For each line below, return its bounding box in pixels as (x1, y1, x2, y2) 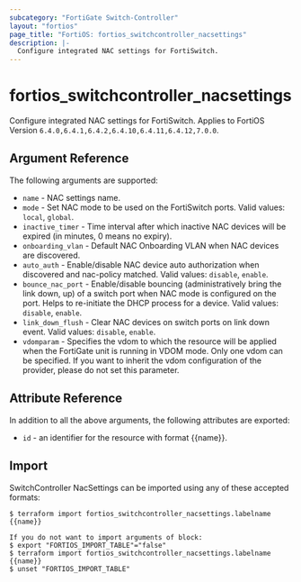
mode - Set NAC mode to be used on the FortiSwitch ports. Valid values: (22, 202, 286, 213)
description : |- (9, 38, 70, 48)
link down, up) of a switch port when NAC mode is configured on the (22, 287, 277, 298)
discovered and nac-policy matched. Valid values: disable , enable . (22, 268, 269, 279)
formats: (9, 492, 40, 503)
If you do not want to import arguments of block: (9, 532, 203, 541)
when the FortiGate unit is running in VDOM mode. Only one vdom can (22, 345, 283, 356)
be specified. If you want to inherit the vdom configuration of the (22, 355, 262, 366)
